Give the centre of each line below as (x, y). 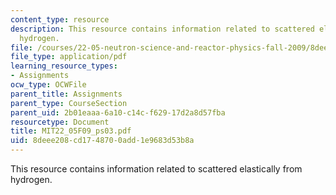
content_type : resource (60, 19)
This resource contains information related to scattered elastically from (156, 169)
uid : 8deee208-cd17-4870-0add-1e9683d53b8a (102, 141)
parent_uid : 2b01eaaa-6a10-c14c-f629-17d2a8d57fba (118, 112)
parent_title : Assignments (66, 94)
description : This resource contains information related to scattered (162, 29)
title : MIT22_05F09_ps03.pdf (71, 131)
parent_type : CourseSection (69, 103)
